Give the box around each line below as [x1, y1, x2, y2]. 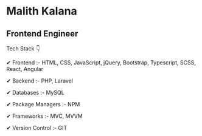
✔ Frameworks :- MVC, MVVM [6, 112, 83, 120]
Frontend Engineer [6, 29, 78, 39]
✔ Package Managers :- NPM [6, 101, 80, 107]
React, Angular [6, 66, 44, 72]
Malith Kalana [6, 4, 77, 18]
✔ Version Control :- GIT [6, 124, 68, 131]
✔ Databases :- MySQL [6, 89, 65, 96]
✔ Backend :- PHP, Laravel [6, 77, 73, 84]
